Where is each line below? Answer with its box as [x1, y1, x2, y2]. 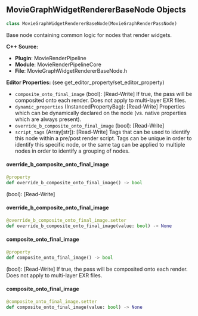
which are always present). [14, 116, 82, 123]
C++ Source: [6, 43, 39, 50]
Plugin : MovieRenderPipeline [14, 54, 86, 61]
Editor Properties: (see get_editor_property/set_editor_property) [6, 79, 165, 86]
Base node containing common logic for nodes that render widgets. [6, 31, 172, 38]
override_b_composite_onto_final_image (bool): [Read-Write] [14, 122, 165, 129]
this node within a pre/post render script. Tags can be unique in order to [14, 134, 192, 142]
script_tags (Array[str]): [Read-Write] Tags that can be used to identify [14, 128, 190, 135]
